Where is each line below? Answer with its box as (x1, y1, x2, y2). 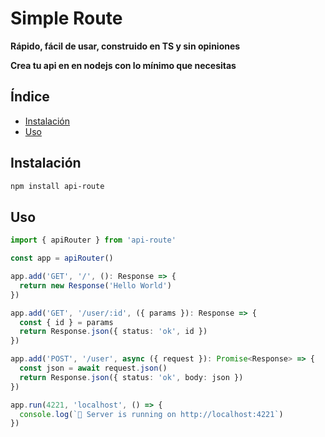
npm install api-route (10, 181, 105, 191)
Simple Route (10, 7, 123, 30)
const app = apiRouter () (10, 253, 114, 264)
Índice (10, 88, 50, 106)
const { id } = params (19, 317, 114, 327)
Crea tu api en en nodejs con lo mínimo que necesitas (10, 59, 237, 71)
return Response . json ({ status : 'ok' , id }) (19, 327, 208, 337)
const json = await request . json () (19, 363, 168, 373)
